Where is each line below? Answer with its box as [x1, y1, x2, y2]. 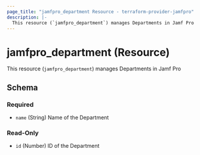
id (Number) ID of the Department [15, 142, 100, 150]
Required [7, 100, 34, 108]
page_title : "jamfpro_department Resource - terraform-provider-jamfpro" [7, 8, 195, 15]
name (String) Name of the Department [15, 114, 109, 121]
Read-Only [7, 129, 39, 137]
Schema [7, 82, 38, 92]
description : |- [7, 14, 47, 20]
